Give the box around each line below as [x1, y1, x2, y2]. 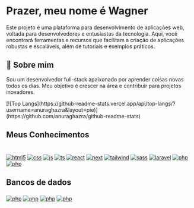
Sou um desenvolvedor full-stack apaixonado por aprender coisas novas [6, 75, 184, 83]
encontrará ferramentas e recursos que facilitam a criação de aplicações [6, 36, 185, 43]
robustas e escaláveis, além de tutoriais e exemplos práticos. [6, 43, 155, 50]
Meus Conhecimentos [6, 130, 90, 140]
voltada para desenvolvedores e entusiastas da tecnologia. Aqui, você [6, 30, 178, 37]
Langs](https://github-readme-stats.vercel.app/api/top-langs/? [22, 100, 176, 107]
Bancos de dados [6, 177, 72, 188]
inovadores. [6, 88, 36, 96]
